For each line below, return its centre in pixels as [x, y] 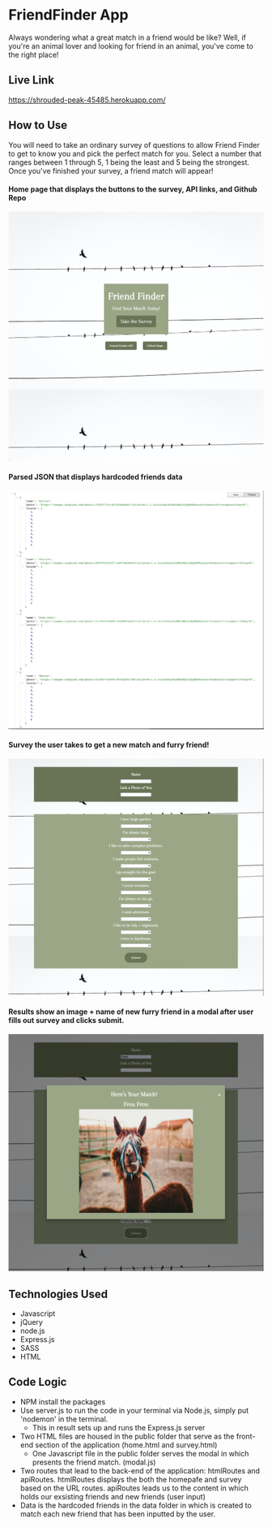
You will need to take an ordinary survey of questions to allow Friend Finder [134, 145]
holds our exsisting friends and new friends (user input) [113, 1496]
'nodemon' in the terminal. [64, 1419]
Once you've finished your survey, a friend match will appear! [111, 170]
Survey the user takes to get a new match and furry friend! [109, 745]
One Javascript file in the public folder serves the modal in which [140, 1453]
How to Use [38, 125]
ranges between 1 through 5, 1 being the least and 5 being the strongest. [129, 162]
